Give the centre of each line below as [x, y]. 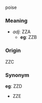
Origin [13, 51]
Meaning [16, 20]
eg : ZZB [28, 37]
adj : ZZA [22, 32]
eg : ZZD [14, 86]
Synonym [17, 75]
